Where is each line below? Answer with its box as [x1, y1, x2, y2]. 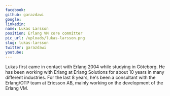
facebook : [5, 7, 26, 13]
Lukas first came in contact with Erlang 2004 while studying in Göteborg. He [5, 64, 165, 70]
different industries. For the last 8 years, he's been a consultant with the [5, 74, 156, 80]
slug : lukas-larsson [5, 40, 49, 45]
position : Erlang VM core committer [5, 31, 83, 36]
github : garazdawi [5, 12, 44, 17]
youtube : [5, 50, 24, 55]
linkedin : [5, 21, 26, 27]
